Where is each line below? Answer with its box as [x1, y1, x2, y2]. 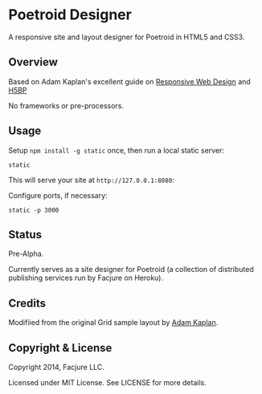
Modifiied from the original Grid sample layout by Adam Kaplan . [8, 318, 219, 327]
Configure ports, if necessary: [8, 190, 108, 200]
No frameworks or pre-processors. [8, 100, 125, 110]
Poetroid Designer [8, 6, 133, 24]
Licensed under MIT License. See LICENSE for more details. [8, 378, 207, 387]
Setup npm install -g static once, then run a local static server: [8, 145, 225, 155]
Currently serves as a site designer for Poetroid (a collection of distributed [8, 265, 255, 274]
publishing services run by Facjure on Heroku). [8, 273, 163, 282]
